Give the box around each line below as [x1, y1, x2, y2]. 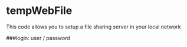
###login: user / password [6, 34, 71, 41]
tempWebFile [6, 4, 73, 17]
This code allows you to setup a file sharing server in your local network [6, 23, 181, 30]
